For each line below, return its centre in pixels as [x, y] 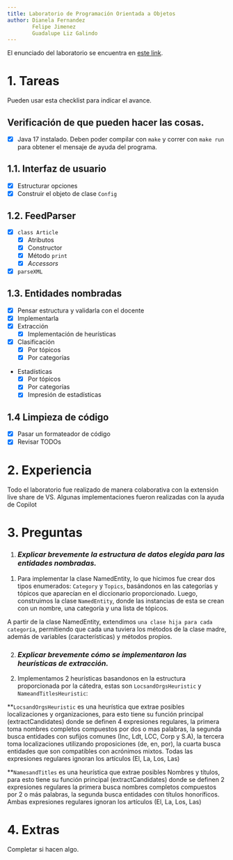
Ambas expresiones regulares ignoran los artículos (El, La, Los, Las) [104, 802]
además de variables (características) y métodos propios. [90, 636]
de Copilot [22, 505]
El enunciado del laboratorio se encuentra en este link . [85, 53]
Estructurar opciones [47, 186]
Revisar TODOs [39, 442]
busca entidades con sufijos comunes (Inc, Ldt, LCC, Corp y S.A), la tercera [116, 737]
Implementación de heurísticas [72, 334]
